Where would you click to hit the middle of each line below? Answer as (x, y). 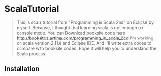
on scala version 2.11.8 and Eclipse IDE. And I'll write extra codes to (84, 43)
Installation (22, 69)
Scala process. (31, 53)
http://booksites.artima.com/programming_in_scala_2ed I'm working (85, 38)
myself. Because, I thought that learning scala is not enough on (80, 27)
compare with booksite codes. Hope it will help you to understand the (86, 48)
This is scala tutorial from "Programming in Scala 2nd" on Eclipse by (85, 22)
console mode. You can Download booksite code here (71, 33)
